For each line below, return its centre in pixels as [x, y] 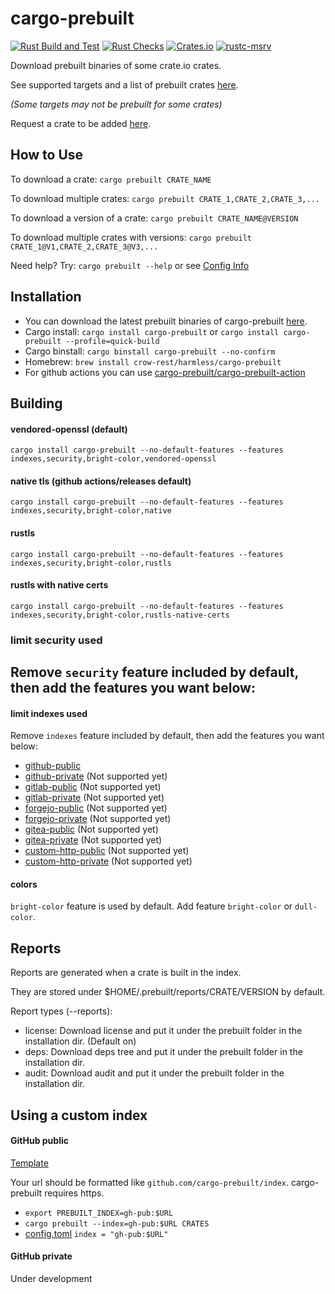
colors [24, 884]
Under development [51, 1279]
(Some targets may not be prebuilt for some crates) [116, 104]
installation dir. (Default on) [80, 1041]
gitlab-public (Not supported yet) [93, 787]
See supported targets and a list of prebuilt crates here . [124, 84]
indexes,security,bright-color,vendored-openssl [113, 459]
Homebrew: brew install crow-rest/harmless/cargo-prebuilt [153, 361]
